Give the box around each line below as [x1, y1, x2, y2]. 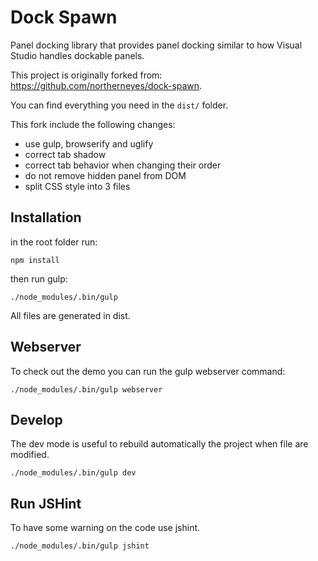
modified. [10, 449, 50, 461]
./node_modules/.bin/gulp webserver [10, 384, 163, 395]
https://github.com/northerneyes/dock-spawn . [10, 79, 203, 91]
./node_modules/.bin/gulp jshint [10, 541, 150, 551]
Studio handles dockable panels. [10, 49, 145, 61]
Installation [10, 209, 82, 226]
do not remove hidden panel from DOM [24, 169, 187, 181]
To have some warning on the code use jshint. [10, 522, 201, 534]
